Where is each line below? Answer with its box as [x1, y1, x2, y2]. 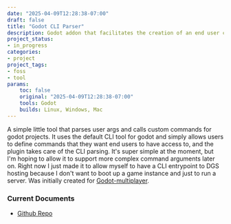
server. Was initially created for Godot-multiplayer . [7, 176, 150, 185]
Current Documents [7, 194, 75, 203]
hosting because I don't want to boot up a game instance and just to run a [7, 169, 217, 177]
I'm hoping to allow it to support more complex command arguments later [7, 154, 215, 163]
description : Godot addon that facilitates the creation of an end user [7, 29, 220, 37]
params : [7, 81, 30, 88]
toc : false [19, 87, 51, 94]
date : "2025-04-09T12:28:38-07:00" [7, 10, 109, 17]
